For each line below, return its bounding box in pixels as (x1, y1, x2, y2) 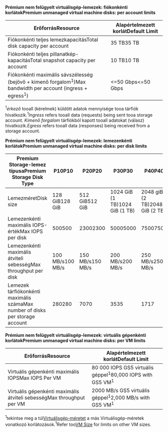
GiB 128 (52, 197, 71, 204)
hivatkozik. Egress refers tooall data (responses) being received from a (5, 122, 150, 128)
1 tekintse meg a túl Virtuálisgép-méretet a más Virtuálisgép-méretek (5, 414, 144, 421)
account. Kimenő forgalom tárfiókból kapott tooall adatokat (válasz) (5, 117, 144, 123)
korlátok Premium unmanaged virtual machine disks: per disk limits (5, 143, 147, 149)
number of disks (7, 307, 46, 314)
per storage (7, 313, 35, 320)
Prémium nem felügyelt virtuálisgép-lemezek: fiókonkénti (5, 5, 128, 10)
